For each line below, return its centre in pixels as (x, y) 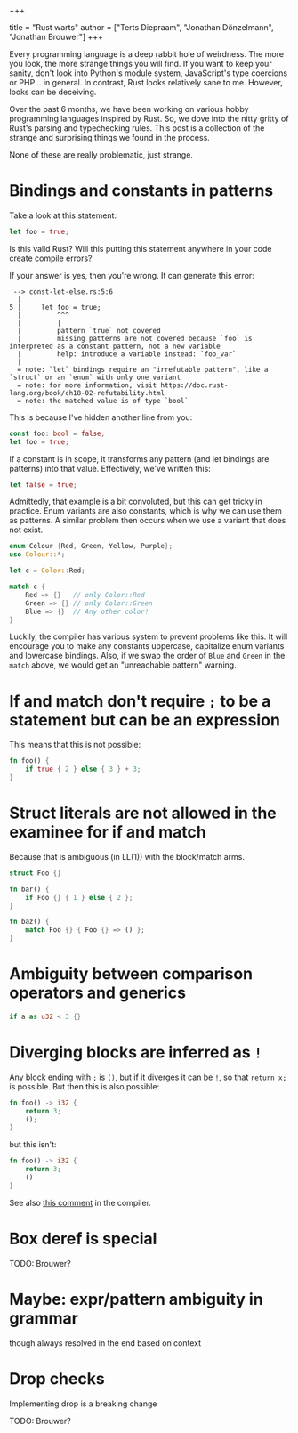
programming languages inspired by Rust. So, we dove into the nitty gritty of (149, 118)
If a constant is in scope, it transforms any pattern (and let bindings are (139, 458)
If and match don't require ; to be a (140, 701)
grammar (44, 1318)
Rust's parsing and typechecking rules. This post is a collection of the (137, 128)
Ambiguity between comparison (131, 974)
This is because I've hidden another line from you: (101, 417)
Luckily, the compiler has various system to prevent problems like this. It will (149, 636)
